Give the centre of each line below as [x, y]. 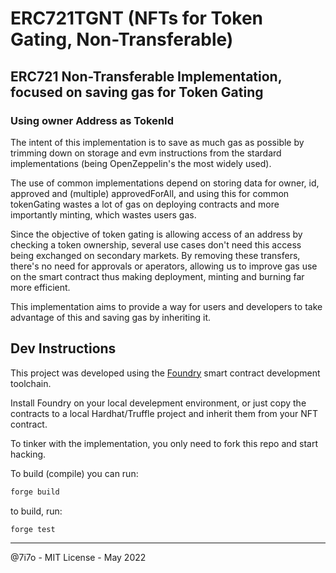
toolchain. [31, 383]
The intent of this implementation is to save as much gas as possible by [157, 142]
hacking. [28, 454]
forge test [33, 529]
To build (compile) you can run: [74, 473]
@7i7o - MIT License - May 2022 [78, 558]
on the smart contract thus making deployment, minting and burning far [157, 276]
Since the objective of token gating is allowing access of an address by [156, 234]
